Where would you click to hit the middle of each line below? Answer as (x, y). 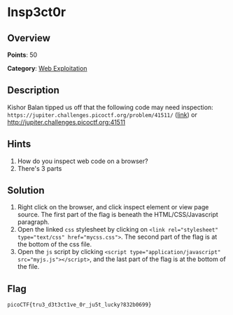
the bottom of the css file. (55, 244)
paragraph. (34, 222)
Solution (26, 191)
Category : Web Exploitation (47, 68)
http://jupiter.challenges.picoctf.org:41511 (66, 122)
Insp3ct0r (37, 12)
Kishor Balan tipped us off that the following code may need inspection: (110, 107)
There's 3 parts (40, 168)
